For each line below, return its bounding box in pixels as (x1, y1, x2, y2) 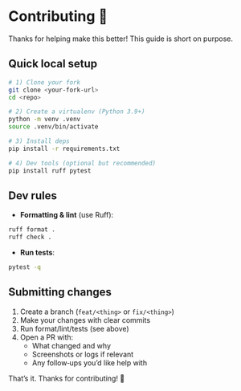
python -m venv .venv (8, 116, 81, 124)
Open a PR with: (19, 332, 74, 342)
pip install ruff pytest (8, 166, 92, 175)
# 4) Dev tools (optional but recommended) (8, 159, 157, 167)
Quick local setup (8, 57, 98, 71)
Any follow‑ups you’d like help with (31, 357, 147, 368)
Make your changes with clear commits (19, 315, 151, 324)
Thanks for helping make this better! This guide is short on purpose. (8, 34, 233, 43)
